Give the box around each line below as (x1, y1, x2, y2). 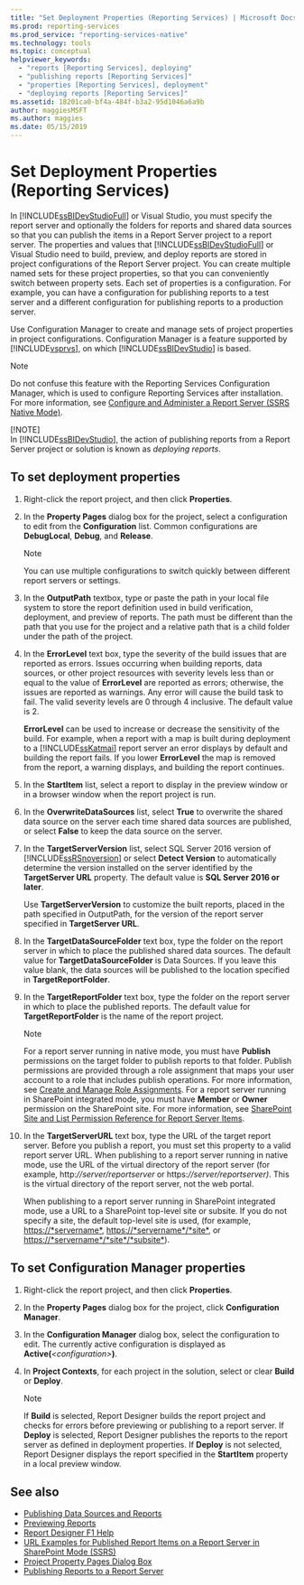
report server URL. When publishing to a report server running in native (23, 1149, 289, 1161)
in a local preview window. (23, 1458, 122, 1468)
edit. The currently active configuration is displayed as (23, 1338, 226, 1349)
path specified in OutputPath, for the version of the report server (23, 909, 264, 919)
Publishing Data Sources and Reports (23, 1508, 162, 1519)
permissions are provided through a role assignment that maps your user (23, 1065, 295, 1076)
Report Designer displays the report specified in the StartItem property (23, 1449, 289, 1459)
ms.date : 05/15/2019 (10, 123, 88, 132)
